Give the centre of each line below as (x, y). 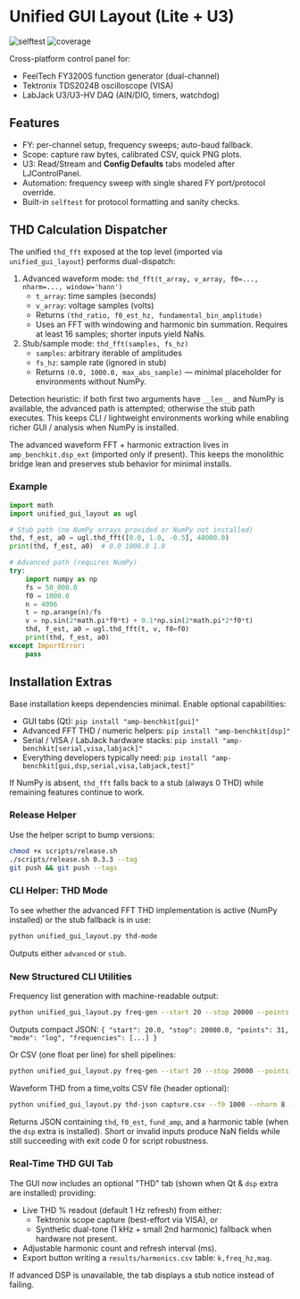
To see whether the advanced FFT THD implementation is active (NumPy (143, 910)
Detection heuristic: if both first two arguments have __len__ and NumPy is (146, 398)
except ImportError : (48, 645)
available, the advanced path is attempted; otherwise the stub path (132, 408)
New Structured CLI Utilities (71, 976)
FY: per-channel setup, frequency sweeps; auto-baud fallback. (137, 144)
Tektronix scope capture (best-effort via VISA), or (127, 1219)
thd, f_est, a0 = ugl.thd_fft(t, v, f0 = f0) (108, 629)
